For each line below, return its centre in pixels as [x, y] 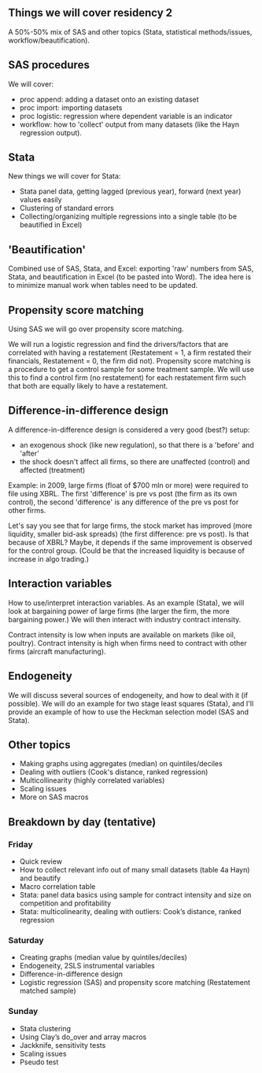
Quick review [41, 861]
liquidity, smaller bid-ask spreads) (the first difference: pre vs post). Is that [129, 533]
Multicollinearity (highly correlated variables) [92, 780]
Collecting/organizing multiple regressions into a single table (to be [128, 216]
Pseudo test [39, 1062]
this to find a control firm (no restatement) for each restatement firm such [127, 378]
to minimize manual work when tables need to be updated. [103, 286]
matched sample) [48, 991]
